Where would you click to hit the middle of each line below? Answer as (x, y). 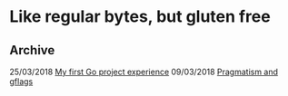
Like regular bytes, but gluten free (140, 17)
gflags (21, 82)
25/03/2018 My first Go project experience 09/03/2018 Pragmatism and (144, 72)
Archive (32, 50)
